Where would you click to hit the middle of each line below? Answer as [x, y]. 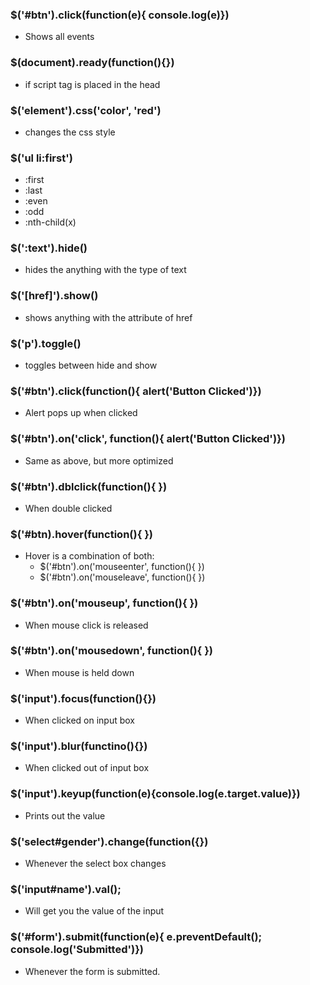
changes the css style [70, 132]
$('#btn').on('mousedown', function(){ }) [111, 651]
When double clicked [68, 508]
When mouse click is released [86, 625]
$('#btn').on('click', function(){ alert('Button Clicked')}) [148, 439]
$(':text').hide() [49, 248]
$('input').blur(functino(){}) [79, 746]
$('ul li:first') [41, 158]
